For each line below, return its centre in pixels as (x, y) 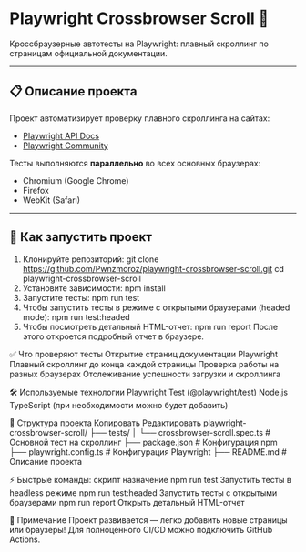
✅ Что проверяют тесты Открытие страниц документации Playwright (143, 354)
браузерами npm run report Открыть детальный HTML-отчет (127, 502)
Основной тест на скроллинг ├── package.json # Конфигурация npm (143, 442)
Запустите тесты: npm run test (81, 297)
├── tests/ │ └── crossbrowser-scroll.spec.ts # (180, 432)
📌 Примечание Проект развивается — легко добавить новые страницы (149, 520)
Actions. (25, 539)
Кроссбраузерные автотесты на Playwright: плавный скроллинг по (139, 44)
